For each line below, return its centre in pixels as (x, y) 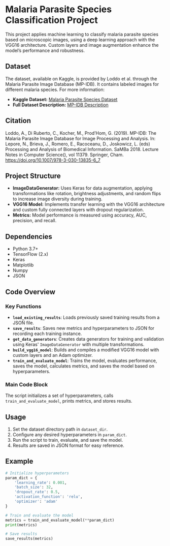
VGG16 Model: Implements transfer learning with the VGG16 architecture (89, 204)
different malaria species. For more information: (55, 89)
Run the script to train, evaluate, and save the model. (68, 440)
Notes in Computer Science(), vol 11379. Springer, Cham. (65, 155)
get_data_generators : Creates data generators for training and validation (88, 339)
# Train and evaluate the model (39, 515)
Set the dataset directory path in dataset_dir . (60, 429)
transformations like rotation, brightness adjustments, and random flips (87, 194)
